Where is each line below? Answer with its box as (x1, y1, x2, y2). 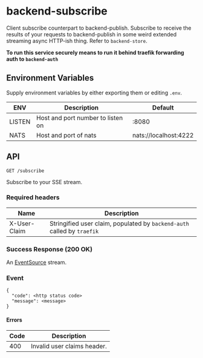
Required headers (6, 193, 60, 202)
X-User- (9, 219, 35, 228)
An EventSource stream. (6, 259, 67, 266)
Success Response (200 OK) (6, 245, 92, 253)
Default (152, 103, 174, 111)
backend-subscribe (6, 4, 108, 18)
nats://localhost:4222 (132, 131, 194, 139)
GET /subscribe (6, 168, 45, 174)
